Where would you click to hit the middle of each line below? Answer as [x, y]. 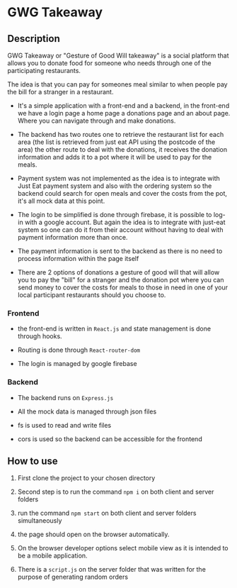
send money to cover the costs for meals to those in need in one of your [123, 287]
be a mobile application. [52, 556]
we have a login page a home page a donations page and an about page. [124, 113]
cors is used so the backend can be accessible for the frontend [110, 439]
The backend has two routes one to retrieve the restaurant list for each [121, 134]
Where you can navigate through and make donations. [97, 121]
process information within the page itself [78, 259]
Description [34, 39]
